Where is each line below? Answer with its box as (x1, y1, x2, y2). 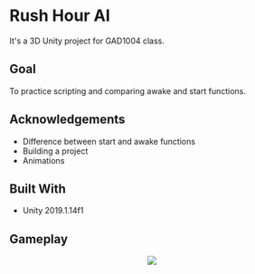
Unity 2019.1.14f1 (22, 205, 84, 216)
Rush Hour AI (9, 5, 110, 26)
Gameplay (9, 231, 69, 247)
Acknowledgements (9, 112, 126, 128)
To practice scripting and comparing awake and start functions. (9, 85, 247, 96)
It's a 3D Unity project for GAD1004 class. (9, 35, 165, 46)
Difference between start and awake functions (22, 136, 196, 146)
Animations (22, 155, 65, 165)
